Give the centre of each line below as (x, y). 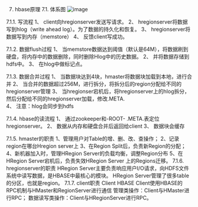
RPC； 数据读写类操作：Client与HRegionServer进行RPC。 (81, 198)
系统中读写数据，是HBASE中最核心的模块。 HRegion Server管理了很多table (98, 176)
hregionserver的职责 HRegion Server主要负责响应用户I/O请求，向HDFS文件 (98, 168)
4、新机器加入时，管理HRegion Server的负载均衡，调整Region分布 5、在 (95, 153)
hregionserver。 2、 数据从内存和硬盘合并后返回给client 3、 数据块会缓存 (95, 126)
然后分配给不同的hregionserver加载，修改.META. (66, 99)
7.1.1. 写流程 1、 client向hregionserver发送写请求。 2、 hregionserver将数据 (97, 22)
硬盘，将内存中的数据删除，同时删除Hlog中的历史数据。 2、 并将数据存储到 (98, 56)
